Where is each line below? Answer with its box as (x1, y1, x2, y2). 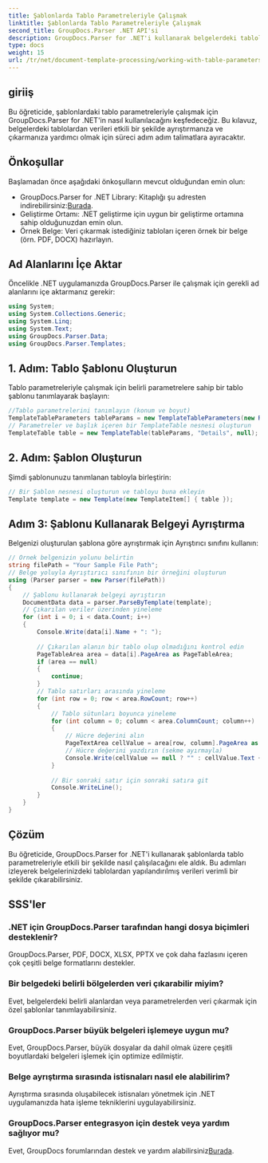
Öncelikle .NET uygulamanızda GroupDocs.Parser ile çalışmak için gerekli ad (8, 278, 259, 288)
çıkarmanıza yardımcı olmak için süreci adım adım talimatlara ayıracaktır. (8, 132, 246, 142)
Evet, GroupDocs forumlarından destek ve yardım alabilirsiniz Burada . (8, 1145, 235, 1155)
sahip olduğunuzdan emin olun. (19, 217, 124, 227)
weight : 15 (8, 49, 45, 57)
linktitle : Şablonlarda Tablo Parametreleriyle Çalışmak (8, 19, 202, 27)
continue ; (50, 672, 84, 680)
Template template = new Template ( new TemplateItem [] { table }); (8, 495, 234, 503)
